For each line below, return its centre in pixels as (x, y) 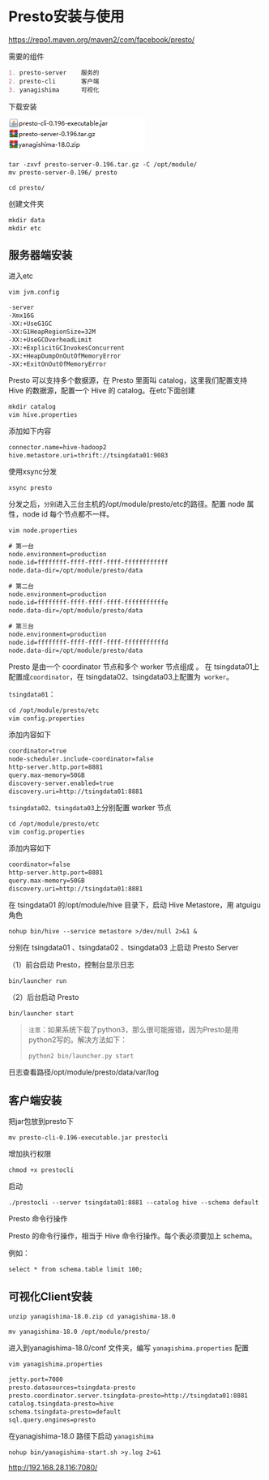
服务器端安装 (41, 255)
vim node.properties (43, 531)
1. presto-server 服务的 (54, 73)
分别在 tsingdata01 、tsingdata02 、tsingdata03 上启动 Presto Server (124, 948)
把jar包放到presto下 (41, 1122)
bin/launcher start (41, 1014)
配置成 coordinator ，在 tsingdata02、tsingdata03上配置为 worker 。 (121, 677)
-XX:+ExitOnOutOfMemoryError (58, 365)
